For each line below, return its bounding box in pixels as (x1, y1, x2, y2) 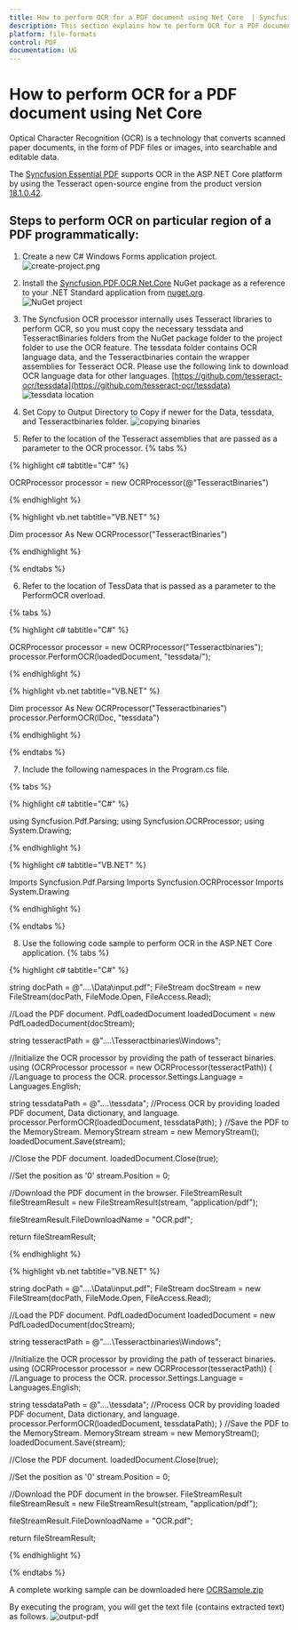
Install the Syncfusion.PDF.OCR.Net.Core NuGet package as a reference (21, 277, 286, 288)
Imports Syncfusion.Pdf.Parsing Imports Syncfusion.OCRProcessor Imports (9, 877, 284, 887)
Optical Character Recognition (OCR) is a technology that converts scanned (9, 132, 286, 143)
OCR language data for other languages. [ (21, 370, 175, 381)
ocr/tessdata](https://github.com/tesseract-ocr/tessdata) (21, 380, 231, 390)
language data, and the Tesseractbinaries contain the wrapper (21, 351, 250, 362)
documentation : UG (9, 46, 77, 55)
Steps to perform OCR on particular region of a (9, 213, 272, 229)
